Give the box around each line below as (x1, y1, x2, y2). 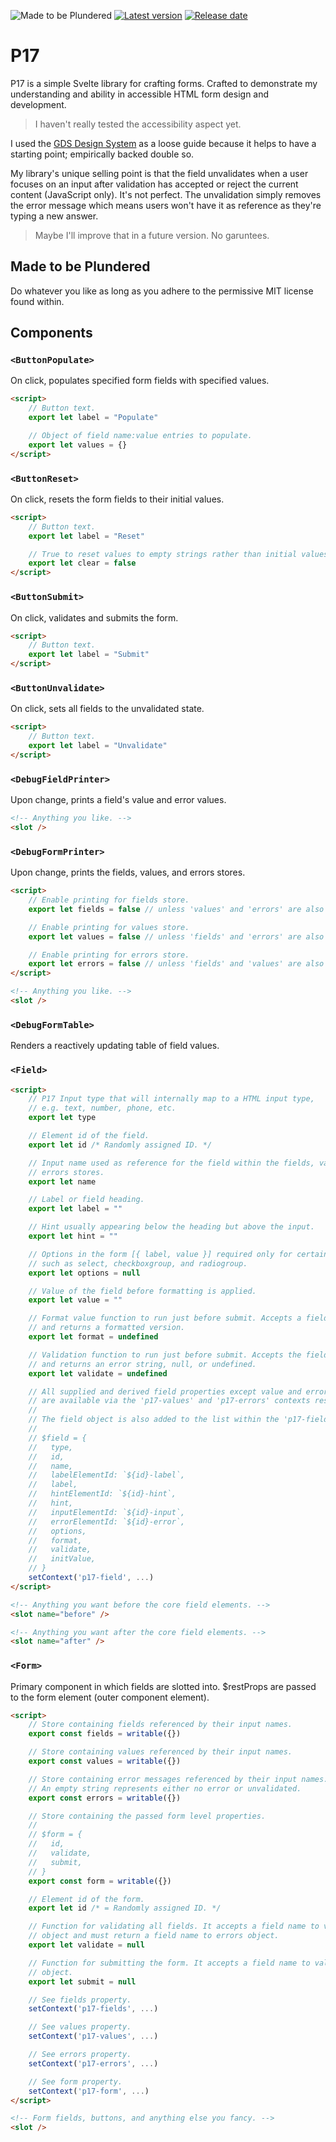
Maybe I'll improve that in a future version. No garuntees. (34, 229, 270, 241)
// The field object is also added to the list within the (28, 1415, 280, 1425)
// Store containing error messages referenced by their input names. (28, 1774, 329, 1784)
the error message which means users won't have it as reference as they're (10, 199, 322, 211)
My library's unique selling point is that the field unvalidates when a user (10, 167, 309, 179)
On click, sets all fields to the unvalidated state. (10, 703, 205, 715)
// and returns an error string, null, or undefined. (28, 1359, 257, 1369)
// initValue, (28, 1554, 97, 1564)
